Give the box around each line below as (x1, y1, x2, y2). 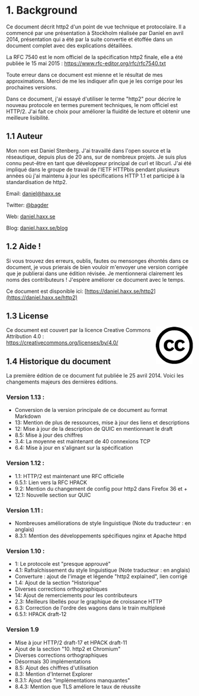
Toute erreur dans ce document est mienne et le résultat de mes (6, 71, 163, 78)
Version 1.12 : (6, 459, 45, 468)
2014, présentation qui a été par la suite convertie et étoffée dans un (6, 36, 173, 43)
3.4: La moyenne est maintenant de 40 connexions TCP (14, 438, 151, 445)
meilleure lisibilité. (6, 114, 50, 121)
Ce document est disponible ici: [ (6, 288, 87, 295)
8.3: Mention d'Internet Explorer (14, 670, 93, 678)
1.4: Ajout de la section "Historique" (14, 579, 102, 587)
